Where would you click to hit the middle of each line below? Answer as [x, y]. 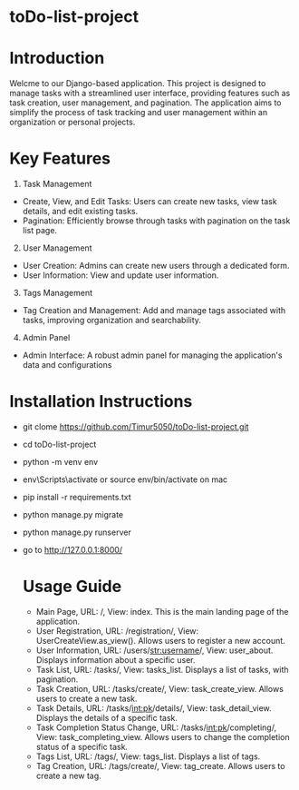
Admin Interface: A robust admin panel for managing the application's [152, 355]
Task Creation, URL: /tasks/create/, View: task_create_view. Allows [159, 688]
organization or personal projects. [72, 122]
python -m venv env [60, 462]
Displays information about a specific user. [116, 659]
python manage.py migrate [73, 514]
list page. [39, 231]
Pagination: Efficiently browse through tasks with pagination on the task [156, 221]
